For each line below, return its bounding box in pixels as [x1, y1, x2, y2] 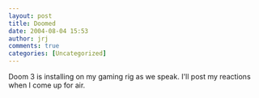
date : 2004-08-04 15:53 [8, 27, 89, 35]
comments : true [8, 42, 60, 50]
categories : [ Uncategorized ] [8, 49, 107, 58]
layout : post [8, 11, 53, 20]
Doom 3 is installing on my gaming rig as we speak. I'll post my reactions [8, 72, 251, 81]
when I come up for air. [8, 80, 86, 90]
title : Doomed [8, 19, 57, 28]
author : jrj [8, 34, 49, 43]
